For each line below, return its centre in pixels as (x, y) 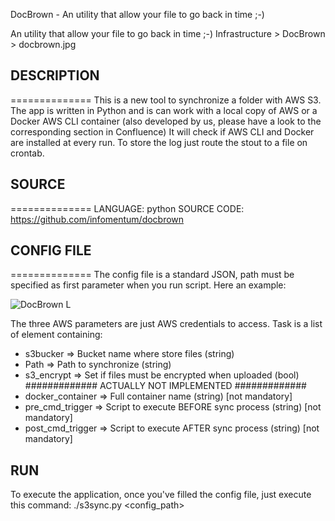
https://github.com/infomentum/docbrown (97, 219)
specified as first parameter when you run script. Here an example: (148, 285)
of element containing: (56, 335)
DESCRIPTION (55, 75)
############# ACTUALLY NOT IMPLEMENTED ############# (165, 386)
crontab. (27, 153)
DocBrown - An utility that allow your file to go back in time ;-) (137, 14)
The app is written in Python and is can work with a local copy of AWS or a (164, 110)
